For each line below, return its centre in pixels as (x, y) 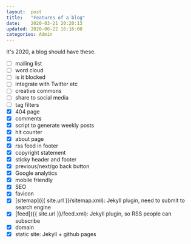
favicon (25, 194)
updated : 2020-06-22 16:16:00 (45, 29)
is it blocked (30, 77)
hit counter (28, 132)
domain (25, 227)
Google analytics (36, 173)
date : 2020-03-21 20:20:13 (45, 23)
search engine (33, 208)
